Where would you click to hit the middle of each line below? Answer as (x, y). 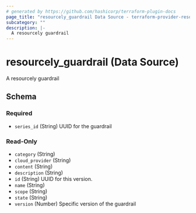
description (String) (38, 173)
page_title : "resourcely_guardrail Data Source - (68, 17)
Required (19, 114)
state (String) (31, 198)
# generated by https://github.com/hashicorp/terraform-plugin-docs (91, 11)
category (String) (35, 154)
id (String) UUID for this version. (53, 179)
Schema (21, 97)
